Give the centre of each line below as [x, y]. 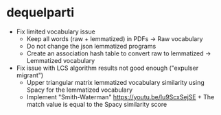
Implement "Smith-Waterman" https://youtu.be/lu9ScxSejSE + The [120, 97]
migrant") [30, 75]
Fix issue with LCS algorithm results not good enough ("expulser [107, 68]
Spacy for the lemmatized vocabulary [80, 90]
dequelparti [40, 13]
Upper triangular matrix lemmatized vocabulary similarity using [115, 82]
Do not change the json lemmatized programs [91, 46]
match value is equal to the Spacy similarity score [97, 104]
